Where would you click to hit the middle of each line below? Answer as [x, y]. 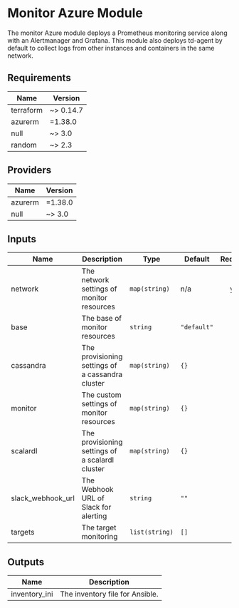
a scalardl [98, 460]
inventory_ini [32, 594]
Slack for [96, 507]
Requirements [39, 78]
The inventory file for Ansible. [109, 594]
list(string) [152, 532]
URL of [93, 498]
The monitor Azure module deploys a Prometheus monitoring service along [117, 33]
